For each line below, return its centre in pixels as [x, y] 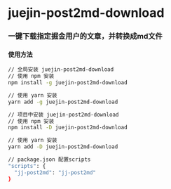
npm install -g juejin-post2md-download [68, 83]
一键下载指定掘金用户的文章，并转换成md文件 [85, 37]
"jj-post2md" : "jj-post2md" [55, 172]
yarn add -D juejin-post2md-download [63, 147]
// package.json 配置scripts [49, 159]
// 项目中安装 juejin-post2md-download [63, 115]
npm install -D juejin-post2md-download [68, 128]
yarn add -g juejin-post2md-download [63, 102]
